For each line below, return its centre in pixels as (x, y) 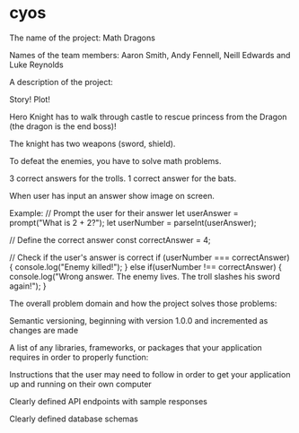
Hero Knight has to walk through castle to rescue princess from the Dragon (148, 117)
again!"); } (28, 286)
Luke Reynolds (37, 65)
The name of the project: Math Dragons (82, 38)
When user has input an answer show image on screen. (112, 195)
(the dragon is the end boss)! (63, 126)
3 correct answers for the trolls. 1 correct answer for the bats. (123, 178)
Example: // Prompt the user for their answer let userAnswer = (124, 212)
